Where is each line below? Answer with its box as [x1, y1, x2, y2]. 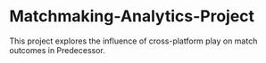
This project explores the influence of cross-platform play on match [9, 35, 258, 46]
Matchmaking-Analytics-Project [9, 6, 255, 27]
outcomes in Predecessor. [9, 44, 105, 55]
